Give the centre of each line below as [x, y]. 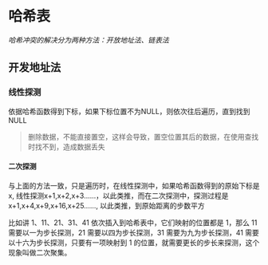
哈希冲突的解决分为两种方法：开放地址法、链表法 [89, 40]
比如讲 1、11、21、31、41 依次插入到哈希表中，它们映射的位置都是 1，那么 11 [133, 222]
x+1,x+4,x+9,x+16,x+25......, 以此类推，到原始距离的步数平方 [106, 205]
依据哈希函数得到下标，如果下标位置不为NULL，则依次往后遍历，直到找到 [129, 111]
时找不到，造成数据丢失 [66, 146]
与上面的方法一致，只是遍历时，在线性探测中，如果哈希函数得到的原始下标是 [134, 185]
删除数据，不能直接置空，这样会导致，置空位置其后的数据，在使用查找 [143, 136]
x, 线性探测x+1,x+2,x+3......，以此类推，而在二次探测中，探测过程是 [118, 196]
